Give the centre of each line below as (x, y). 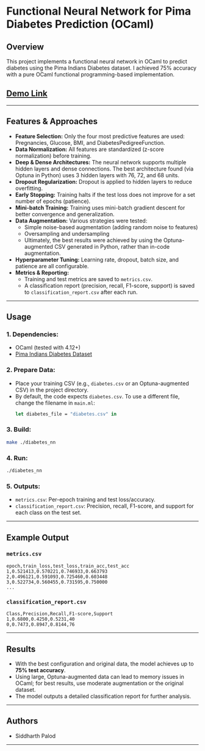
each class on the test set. (48, 513)
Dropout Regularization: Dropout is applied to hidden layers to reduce (103, 181)
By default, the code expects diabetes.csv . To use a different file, (97, 396)
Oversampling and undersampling (67, 233)
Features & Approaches (52, 121)
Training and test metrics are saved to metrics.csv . (88, 279)
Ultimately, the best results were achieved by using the (93, 240)
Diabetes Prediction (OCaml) (80, 24)
